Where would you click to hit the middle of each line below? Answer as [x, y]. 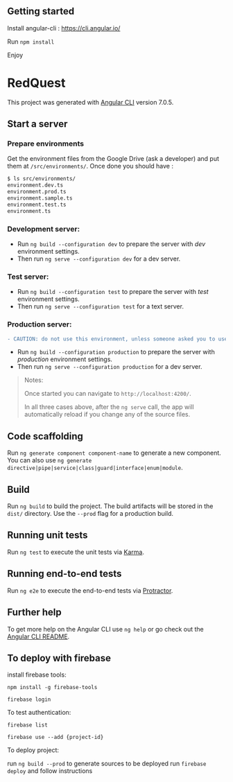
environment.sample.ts [40, 198]
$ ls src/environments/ [42, 179]
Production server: [40, 324]
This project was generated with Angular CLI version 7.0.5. [90, 102]
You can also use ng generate [50, 460]
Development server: [44, 229]
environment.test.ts [37, 205]
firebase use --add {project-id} [55, 738]
